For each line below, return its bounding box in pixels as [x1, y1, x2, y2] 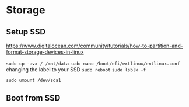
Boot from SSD [6, 93, 61, 103]
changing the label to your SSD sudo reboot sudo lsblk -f [6, 66, 146, 73]
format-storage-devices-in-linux [6, 49, 84, 56]
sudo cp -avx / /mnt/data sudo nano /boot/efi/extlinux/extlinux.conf [6, 61, 180, 67]
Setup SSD [6, 27, 45, 37]
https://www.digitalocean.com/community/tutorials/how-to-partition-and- [6, 42, 184, 49]
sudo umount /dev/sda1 [6, 77, 61, 83]
